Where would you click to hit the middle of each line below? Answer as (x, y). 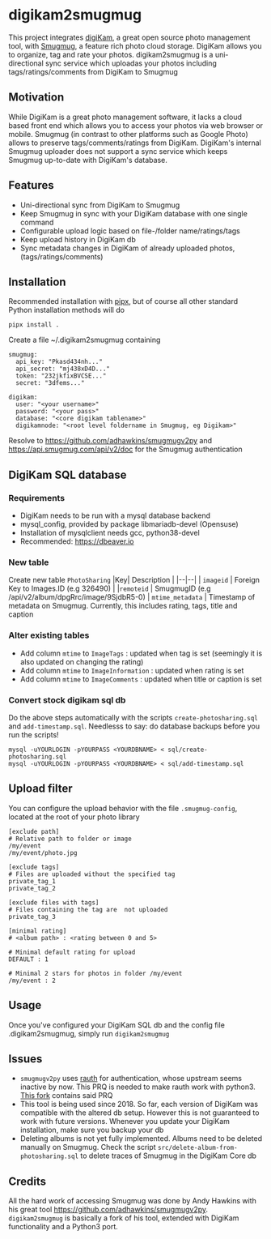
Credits (28, 1181)
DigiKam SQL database (68, 474)
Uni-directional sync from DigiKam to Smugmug (100, 205)
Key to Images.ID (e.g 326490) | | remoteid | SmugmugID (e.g (110, 588)
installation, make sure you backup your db (92, 1130)
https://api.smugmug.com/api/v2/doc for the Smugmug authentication (125, 449)
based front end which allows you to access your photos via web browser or (136, 125)
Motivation (36, 98)
